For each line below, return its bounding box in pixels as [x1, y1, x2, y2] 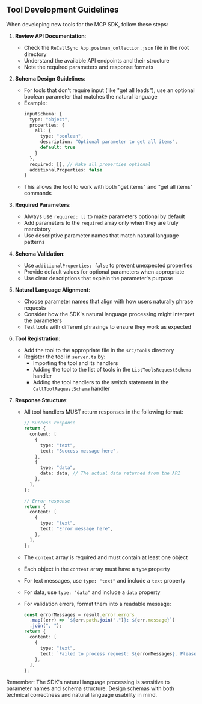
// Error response [23, 498, 70, 504]
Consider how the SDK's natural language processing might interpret [23, 311, 195, 318]
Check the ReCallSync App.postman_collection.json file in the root [23, 44, 189, 51]
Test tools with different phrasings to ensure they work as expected [23, 323, 191, 331]
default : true [40, 144, 76, 151]
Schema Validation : [14, 250, 65, 257]
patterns [23, 239, 45, 246]
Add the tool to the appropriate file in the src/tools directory [23, 347, 174, 354]
